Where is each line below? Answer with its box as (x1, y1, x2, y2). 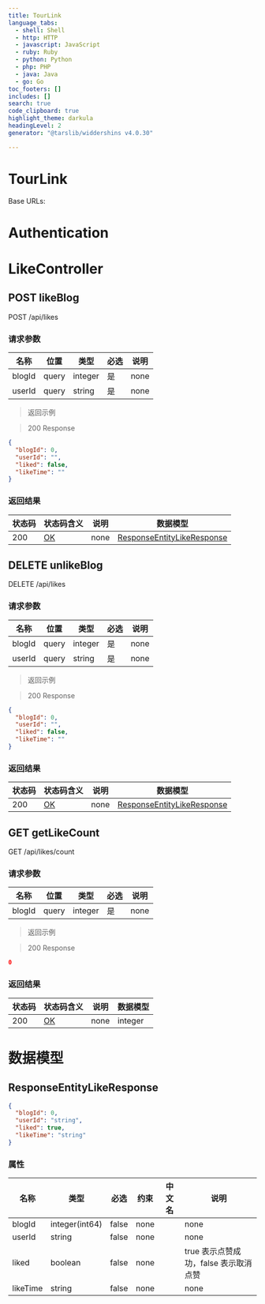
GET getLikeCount (8, 826, 100, 840)
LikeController (8, 260, 104, 277)
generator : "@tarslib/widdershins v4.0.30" (8, 129, 154, 137)
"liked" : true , (15, 1124, 65, 1132)
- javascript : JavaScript (15, 41, 101, 49)
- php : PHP (15, 63, 51, 71)
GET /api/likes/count (8, 847, 75, 857)
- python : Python (15, 56, 73, 64)
